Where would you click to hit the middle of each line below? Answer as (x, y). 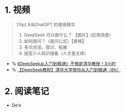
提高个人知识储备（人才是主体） (56, 53)
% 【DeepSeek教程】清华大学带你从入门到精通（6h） (66, 69)
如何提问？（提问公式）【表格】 (55, 41)
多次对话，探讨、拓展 (45, 47)
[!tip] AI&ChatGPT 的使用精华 (46, 24)
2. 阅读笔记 (27, 91)
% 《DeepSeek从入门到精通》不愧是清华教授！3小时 (64, 64)
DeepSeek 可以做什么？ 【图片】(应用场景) (67, 35)
